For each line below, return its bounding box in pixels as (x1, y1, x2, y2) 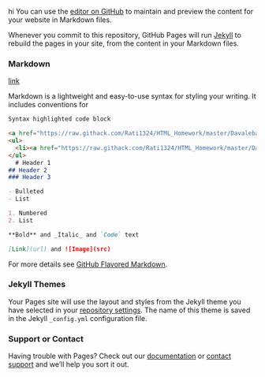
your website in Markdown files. (8, 15, 112, 24)
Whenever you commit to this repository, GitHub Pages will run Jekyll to (8, 31, 242, 39)
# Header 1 (15, 159, 51, 166)
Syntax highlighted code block (8, 115, 111, 123)
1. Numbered (8, 209, 47, 218)
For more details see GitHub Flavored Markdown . (8, 259, 168, 269)
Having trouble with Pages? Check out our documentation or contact (8, 351, 231, 361)
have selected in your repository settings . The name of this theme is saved (8, 305, 251, 315)
